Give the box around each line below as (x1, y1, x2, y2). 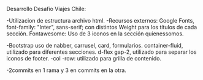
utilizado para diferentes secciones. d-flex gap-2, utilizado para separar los (6, 48, 197, 56)
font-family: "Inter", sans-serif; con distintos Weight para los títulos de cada (6, 24, 197, 31)
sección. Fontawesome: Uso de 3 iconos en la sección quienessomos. (6, 30, 184, 37)
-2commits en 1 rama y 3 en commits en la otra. (6, 67, 127, 74)
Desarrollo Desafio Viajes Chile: (6, 5, 86, 12)
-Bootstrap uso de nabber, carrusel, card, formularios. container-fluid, (6, 42, 183, 49)
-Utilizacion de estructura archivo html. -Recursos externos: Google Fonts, (6, 17, 194, 24)
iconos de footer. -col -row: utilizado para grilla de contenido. (6, 55, 161, 62)
